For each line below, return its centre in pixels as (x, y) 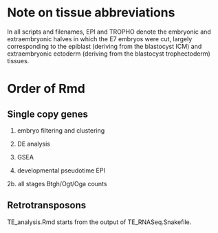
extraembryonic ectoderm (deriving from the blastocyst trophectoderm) (109, 54)
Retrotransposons (47, 205)
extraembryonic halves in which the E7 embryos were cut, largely (100, 38)
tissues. (18, 60)
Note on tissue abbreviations (91, 13)
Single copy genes (47, 114)
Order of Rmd (46, 89)
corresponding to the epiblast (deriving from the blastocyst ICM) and (105, 46)
